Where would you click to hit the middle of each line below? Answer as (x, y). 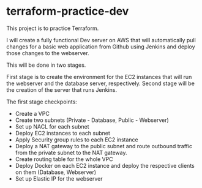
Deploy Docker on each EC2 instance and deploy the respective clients (105, 165)
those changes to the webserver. (48, 53)
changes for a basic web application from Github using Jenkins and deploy (101, 47)
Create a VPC (32, 113)
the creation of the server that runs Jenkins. (62, 89)
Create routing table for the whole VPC (64, 159)
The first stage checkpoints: (42, 102)
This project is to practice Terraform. (53, 28)
